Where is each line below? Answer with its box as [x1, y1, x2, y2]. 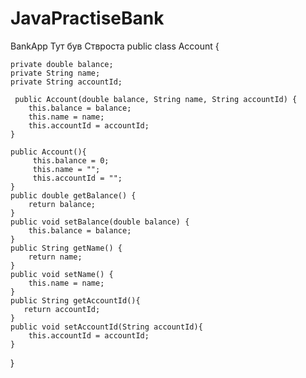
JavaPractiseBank [10, 7, 165, 30]
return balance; [28, 199, 97, 209]
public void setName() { [10, 269, 114, 279]
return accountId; [23, 304, 101, 314]
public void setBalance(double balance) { [10, 217, 190, 227]
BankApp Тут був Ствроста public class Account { [10, 40, 220, 52]
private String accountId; [10, 77, 123, 87]
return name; [28, 252, 83, 262]
